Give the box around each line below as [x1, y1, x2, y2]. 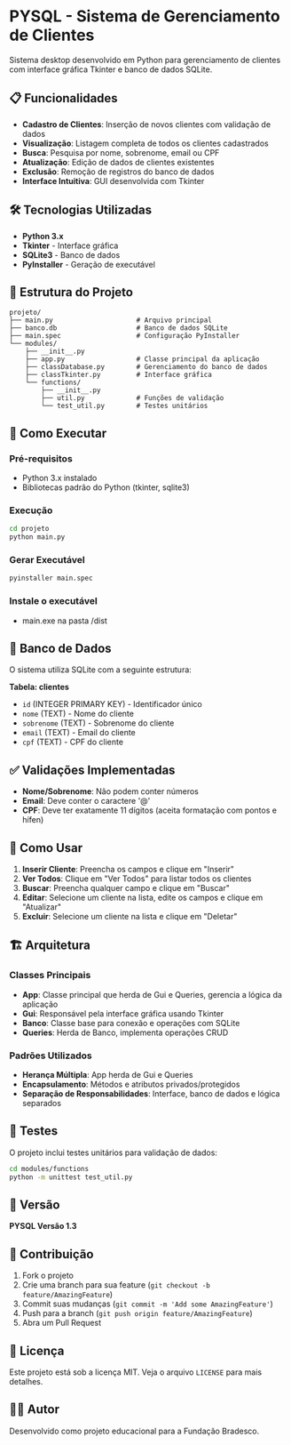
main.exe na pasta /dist [21, 615, 108, 626]
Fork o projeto [21, 1270, 74, 1281]
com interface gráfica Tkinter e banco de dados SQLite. [9, 64, 213, 75]
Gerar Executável [9, 554, 86, 566]
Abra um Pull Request [21, 1318, 102, 1329]
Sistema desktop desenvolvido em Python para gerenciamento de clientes [9, 54, 281, 65]
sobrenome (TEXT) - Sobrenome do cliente [21, 718, 175, 728]
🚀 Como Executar [9, 425, 107, 441]
